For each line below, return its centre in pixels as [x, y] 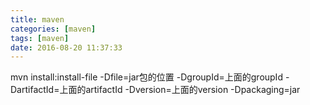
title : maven [37, 19]
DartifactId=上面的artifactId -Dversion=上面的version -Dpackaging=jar [155, 90]
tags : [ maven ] [40, 38]
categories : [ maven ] [53, 29]
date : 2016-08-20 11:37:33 [66, 47]
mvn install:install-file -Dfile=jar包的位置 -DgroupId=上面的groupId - [150, 77]
